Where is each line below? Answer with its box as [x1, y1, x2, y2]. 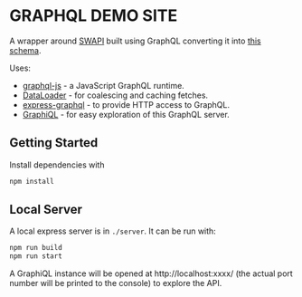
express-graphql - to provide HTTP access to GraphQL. [22, 99, 231, 110]
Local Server [9, 202, 83, 217]
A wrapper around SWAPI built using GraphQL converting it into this [9, 35, 262, 46]
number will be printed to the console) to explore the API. [9, 278, 222, 289]
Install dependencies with [9, 159, 105, 170]
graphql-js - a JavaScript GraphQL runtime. [22, 80, 185, 91]
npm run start [9, 252, 63, 261]
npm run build [9, 244, 63, 253]
